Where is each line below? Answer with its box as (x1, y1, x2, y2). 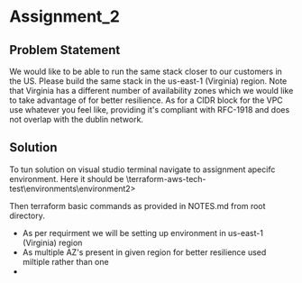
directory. (9, 210, 45, 221)
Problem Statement (9, 42, 121, 58)
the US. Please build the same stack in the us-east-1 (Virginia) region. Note (9, 76, 288, 87)
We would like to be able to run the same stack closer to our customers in (9, 66, 282, 77)
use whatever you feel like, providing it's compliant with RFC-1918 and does (9, 105, 290, 114)
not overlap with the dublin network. (9, 114, 144, 124)
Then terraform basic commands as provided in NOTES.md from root (9, 200, 266, 211)
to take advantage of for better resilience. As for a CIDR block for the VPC (9, 95, 284, 105)
